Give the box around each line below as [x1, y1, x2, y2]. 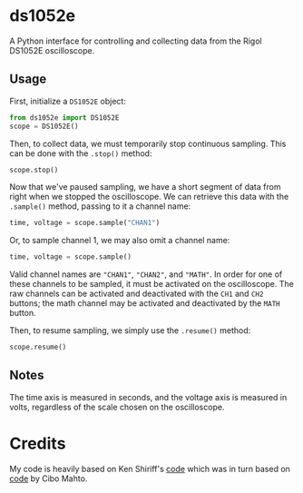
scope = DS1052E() [9, 122, 79, 131]
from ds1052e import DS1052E [9, 113, 120, 123]
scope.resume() [9, 342, 67, 352]
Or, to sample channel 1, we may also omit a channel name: [9, 235, 230, 246]
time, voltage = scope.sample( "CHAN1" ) [9, 219, 161, 228]
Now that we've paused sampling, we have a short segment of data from [9, 182, 281, 192]
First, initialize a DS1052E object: [9, 95, 127, 106]
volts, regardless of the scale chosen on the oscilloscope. [9, 401, 225, 412]
